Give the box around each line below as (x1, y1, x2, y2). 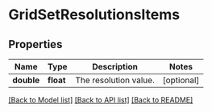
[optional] (162, 74, 200, 86)
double (12, 74, 40, 86)
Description (92, 62, 139, 72)
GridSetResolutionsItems (8, 6, 181, 24)
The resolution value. (75, 74, 155, 86)
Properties (8, 38, 63, 51)
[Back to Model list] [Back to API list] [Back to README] (8, 95, 193, 105)
